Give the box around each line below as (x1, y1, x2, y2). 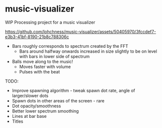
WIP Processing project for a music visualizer (5, 19, 95, 25)
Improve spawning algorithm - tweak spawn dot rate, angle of (12, 87, 135, 93)
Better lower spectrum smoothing (12, 108, 79, 114)
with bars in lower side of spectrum (19, 53, 90, 59)
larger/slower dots (12, 93, 48, 99)
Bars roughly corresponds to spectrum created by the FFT (12, 43, 129, 49)
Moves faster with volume (19, 64, 71, 70)
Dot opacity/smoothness (12, 103, 61, 109)
